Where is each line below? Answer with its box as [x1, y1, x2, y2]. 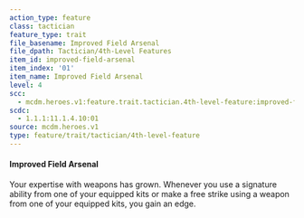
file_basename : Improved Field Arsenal [9, 38, 160, 48]
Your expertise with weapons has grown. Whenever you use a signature [9, 179, 278, 190]
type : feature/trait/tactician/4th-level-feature [9, 131, 201, 140]
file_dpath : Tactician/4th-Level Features [9, 47, 172, 56]
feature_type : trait [9, 30, 88, 39]
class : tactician [9, 22, 75, 31]
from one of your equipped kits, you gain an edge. [9, 198, 196, 209]
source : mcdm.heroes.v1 [9, 123, 100, 132]
